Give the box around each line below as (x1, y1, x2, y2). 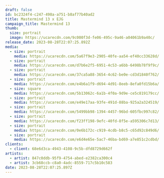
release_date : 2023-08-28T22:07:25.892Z (5, 40, 91, 45)
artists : (5, 151, 23, 156)
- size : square (9, 86, 41, 91)
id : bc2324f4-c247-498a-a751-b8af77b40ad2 (5, 12, 95, 17)
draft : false (5, 7, 32, 12)
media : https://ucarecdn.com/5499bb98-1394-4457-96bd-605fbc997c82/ (14, 109, 160, 115)
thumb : (5, 26, 19, 31)
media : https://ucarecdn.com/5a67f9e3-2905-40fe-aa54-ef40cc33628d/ (14, 53, 160, 59)
